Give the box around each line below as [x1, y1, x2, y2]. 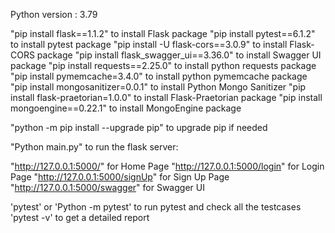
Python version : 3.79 [10, 9, 98, 20]
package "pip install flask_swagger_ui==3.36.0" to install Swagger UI [36, 49, 322, 61]
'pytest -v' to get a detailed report [10, 212, 150, 223]
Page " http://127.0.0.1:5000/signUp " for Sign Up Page [10, 171, 230, 183]
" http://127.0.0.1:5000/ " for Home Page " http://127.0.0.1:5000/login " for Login [10, 160, 325, 172]
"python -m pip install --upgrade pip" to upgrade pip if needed [10, 122, 268, 133]
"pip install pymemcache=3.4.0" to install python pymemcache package [10, 70, 308, 82]
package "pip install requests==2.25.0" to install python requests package [10, 60, 317, 71]
